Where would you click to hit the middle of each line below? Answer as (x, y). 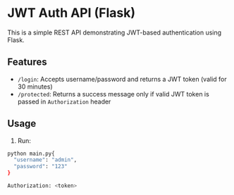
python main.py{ (31, 153)
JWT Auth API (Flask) (72, 13)
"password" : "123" (41, 167)
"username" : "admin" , (45, 160)
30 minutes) (35, 87)
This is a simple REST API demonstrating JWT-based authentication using (115, 32)
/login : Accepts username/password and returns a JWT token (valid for (122, 79)
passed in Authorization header (64, 101)
